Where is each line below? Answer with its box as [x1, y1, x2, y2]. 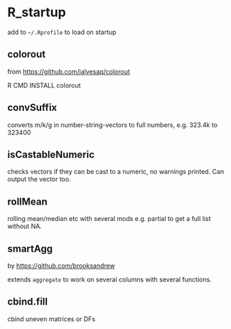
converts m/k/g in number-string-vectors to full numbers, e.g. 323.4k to [7, 120, 218, 129]
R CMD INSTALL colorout [7, 81, 81, 90]
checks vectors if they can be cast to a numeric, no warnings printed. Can [7, 168, 225, 176]
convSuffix [7, 102, 58, 114]
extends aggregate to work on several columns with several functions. [7, 275, 212, 284]
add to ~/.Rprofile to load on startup [7, 28, 117, 36]
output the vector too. [7, 175, 71, 183]
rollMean [7, 195, 48, 207]
